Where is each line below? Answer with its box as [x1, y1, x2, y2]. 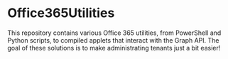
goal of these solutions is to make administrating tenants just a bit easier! [7, 43, 221, 52]
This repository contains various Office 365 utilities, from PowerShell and [7, 28, 222, 37]
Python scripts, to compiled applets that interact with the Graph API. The [7, 36, 219, 44]
